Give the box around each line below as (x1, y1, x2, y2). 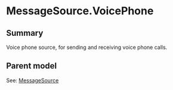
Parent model (6, 61, 57, 71)
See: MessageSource (6, 76, 59, 84)
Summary (6, 28, 44, 38)
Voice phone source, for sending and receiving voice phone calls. (6, 44, 168, 51)
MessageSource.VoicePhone (6, 4, 154, 18)
